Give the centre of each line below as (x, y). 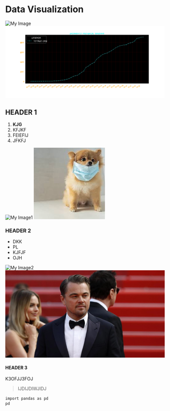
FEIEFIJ (20, 135)
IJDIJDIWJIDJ (32, 389)
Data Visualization (45, 9)
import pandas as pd (27, 399)
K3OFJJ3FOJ (19, 379)
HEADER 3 (16, 367)
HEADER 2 (18, 231)
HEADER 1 (21, 112)
